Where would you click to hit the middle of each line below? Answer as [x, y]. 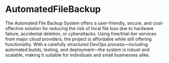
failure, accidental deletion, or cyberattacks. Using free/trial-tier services [81, 33]
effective [14, 28]
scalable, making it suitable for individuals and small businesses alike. [78, 55]
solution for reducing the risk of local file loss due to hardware [89, 28]
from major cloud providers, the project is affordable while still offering [79, 39]
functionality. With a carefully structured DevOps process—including [76, 44]
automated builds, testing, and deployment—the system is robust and [77, 49]
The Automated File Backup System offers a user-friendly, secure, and [78, 23]
